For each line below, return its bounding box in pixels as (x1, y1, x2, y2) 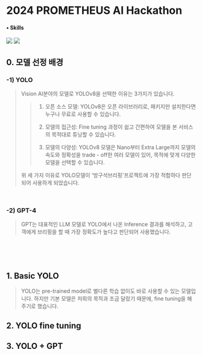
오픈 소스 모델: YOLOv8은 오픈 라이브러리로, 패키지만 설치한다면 (45, 103, 196, 110)
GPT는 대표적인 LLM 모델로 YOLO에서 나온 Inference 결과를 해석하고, (21, 221, 187, 228)
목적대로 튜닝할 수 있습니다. (51, 131, 116, 138)
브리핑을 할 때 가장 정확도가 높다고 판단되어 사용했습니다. (37, 228, 171, 235)
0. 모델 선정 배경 (6, 57, 63, 67)
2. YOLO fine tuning (6, 321, 81, 331)
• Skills (6, 24, 24, 31)
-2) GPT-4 (6, 206, 37, 214)
